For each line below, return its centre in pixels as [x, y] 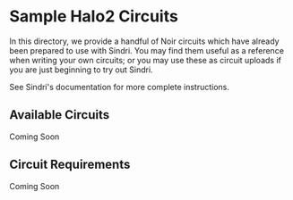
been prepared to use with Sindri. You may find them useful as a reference [147, 50]
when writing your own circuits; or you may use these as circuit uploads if [146, 60]
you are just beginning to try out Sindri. [82, 70]
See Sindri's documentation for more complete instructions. [120, 87]
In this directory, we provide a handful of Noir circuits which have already [144, 41]
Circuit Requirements [70, 165]
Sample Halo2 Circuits [94, 17]
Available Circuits [60, 115]
